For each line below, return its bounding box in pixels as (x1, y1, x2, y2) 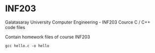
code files (5, 24, 26, 30)
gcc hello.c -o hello (5, 43, 50, 48)
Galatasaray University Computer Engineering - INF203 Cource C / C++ (5, 19, 151, 25)
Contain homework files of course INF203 (5, 34, 90, 40)
